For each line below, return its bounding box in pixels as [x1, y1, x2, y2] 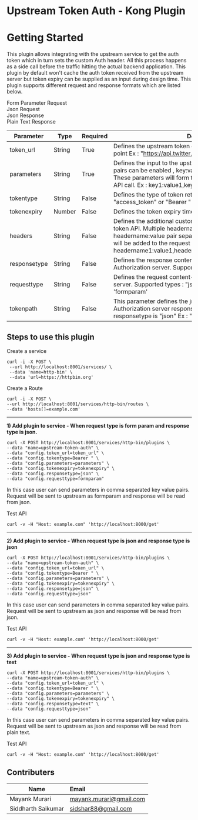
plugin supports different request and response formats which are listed [6, 82, 181, 89]
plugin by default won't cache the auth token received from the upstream [6, 69, 184, 76]
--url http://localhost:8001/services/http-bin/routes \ [6, 401, 149, 407]
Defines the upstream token [113, 142, 190, 151]
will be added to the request [113, 239, 190, 248]
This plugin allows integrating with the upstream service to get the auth [6, 51, 179, 58]
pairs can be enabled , [113, 166, 175, 175]
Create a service [6, 347, 47, 354]
